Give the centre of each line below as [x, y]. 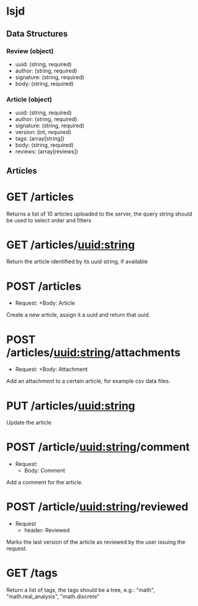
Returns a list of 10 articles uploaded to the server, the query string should [99, 214]
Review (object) [30, 51]
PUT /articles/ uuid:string [71, 406]
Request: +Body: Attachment [51, 369]
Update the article [29, 423]
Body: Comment [44, 471]
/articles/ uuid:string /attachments [94, 352]
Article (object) [29, 99]
